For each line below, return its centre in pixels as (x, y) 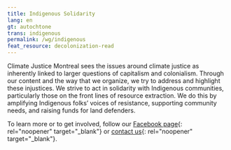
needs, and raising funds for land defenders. (71, 110)
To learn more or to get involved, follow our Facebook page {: (95, 124)
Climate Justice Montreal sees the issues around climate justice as (103, 66)
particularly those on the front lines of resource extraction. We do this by (112, 96)
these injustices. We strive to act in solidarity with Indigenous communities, (115, 88)
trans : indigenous (34, 33)
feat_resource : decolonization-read (61, 46)
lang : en (20, 20)
